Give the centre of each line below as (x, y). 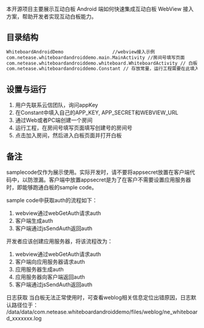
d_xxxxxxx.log (24, 318)
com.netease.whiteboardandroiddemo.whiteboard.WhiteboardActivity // (96, 63)
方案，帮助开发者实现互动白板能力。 (52, 16)
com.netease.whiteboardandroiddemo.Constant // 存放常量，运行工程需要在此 (98, 69)
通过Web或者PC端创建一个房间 (54, 120)
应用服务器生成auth (39, 269)
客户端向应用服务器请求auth (50, 261)
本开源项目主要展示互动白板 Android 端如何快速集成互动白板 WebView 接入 (100, 9)
